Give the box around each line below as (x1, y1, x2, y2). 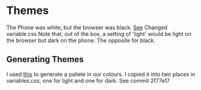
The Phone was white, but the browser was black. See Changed (6, 24, 168, 31)
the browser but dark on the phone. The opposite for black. (6, 36, 156, 44)
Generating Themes (6, 54, 84, 64)
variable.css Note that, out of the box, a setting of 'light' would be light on (6, 30, 191, 37)
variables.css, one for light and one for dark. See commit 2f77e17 (6, 77, 170, 84)
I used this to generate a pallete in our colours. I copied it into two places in (6, 71, 196, 78)
